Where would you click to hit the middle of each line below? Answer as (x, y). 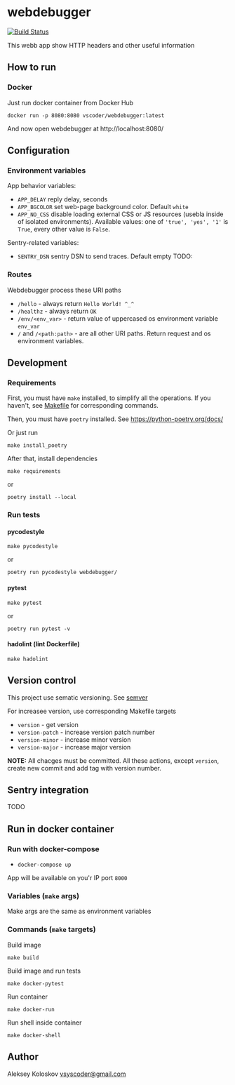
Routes (20, 274)
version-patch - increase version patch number (86, 732)
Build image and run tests (44, 971)
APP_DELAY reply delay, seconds (62, 199)
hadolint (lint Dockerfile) (44, 644)
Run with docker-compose (53, 848)
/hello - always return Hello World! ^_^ (76, 303)
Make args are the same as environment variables (79, 911)
